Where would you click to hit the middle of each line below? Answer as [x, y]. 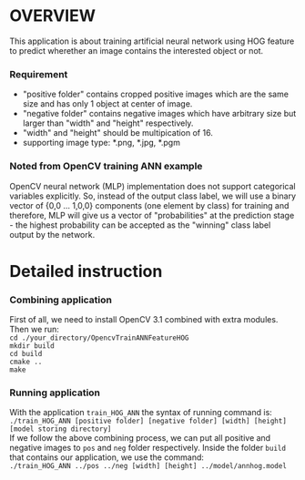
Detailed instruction [86, 271]
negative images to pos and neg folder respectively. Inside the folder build [148, 448]
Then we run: [34, 330]
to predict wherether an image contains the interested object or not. [137, 50]
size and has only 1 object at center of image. [107, 104]
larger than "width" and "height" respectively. [108, 123]
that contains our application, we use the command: [107, 457]
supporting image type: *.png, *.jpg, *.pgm [101, 143]
